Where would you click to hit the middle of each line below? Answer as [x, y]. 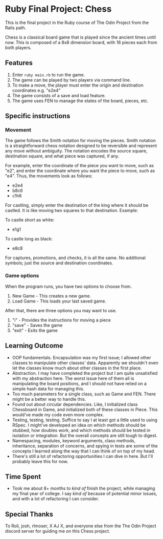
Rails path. [16, 27]
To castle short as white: [30, 220]
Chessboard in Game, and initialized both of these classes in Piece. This [85, 410]
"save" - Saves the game [37, 325]
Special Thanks [29, 514]
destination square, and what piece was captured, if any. [62, 156]
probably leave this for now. [40, 461]
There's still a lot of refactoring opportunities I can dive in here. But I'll [82, 456]
